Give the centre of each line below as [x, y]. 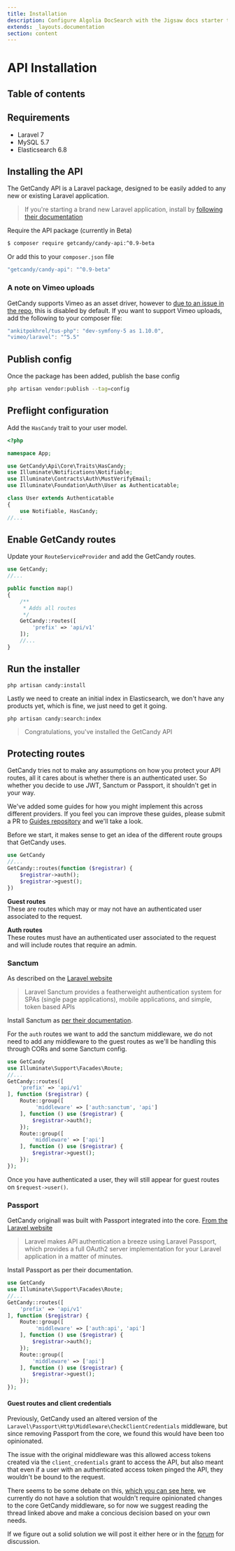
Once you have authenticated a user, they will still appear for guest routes [114, 1179]
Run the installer [44, 669]
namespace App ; [29, 453]
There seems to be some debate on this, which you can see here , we [107, 1491]
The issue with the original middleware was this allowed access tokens [109, 1455]
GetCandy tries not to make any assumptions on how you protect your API [114, 771]
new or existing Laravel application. [58, 196]
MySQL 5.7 [33, 142]
